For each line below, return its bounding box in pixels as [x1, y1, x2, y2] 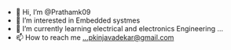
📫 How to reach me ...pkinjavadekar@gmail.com [15, 33, 174, 42]
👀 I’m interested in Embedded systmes [15, 16, 141, 25]
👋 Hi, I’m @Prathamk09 [15, 8, 91, 16]
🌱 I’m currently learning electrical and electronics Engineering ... [15, 24, 224, 33]
